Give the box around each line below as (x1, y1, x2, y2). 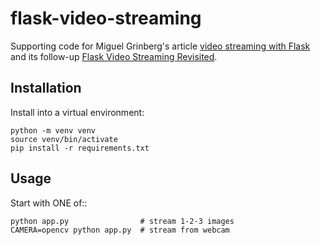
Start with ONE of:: (10, 197, 88, 209)
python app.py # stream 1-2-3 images (10, 216, 235, 226)
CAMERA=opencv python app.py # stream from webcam (10, 225, 230, 235)
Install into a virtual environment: (10, 106, 145, 118)
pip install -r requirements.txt (10, 143, 150, 153)
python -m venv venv (10, 125, 97, 136)
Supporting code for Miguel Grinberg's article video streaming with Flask (10, 40, 311, 52)
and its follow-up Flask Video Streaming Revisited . (10, 50, 218, 62)
